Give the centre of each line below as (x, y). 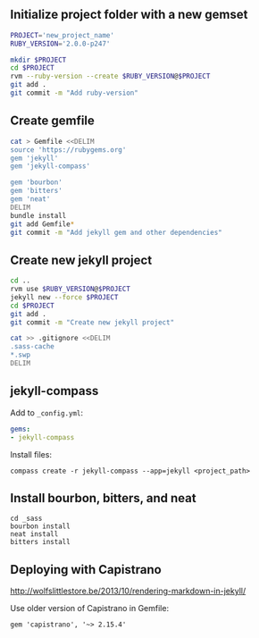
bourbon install (40, 526)
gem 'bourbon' (37, 182)
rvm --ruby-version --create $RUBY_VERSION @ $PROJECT (110, 76)
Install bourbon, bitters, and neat (103, 498)
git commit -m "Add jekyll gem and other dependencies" (116, 232)
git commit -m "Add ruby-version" (75, 93)
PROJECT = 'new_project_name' (63, 35)
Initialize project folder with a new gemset (129, 15)
